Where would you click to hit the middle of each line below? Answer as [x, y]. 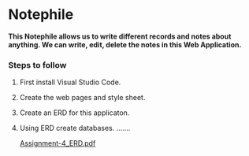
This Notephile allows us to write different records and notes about [120, 36]
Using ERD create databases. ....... [75, 128]
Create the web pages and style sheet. [82, 98]
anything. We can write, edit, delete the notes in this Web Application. [125, 44]
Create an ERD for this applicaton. [74, 113]
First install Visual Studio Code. [70, 82]
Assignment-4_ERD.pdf [58, 143]
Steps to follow [37, 65]
